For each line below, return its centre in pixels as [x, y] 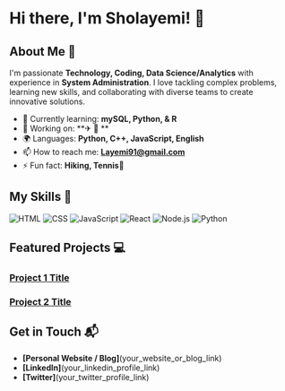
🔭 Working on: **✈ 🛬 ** [65, 128]
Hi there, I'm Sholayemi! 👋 [107, 18]
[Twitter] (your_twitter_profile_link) [86, 377]
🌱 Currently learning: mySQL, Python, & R [99, 119]
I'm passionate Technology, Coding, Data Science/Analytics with [131, 73]
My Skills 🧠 [40, 197]
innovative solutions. [47, 101]
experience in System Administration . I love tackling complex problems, [143, 83]
